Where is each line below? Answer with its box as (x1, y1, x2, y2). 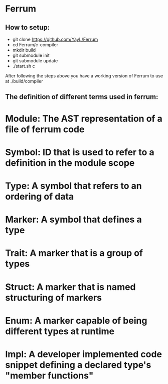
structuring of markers (5, 292, 102, 303)
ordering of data (5, 190, 74, 202)
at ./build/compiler (5, 78, 44, 84)
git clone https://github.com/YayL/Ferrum (12, 36, 98, 42)
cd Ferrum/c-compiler (12, 42, 59, 48)
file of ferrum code (5, 124, 85, 135)
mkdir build (12, 47, 36, 53)
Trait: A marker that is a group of (5, 247, 143, 259)
